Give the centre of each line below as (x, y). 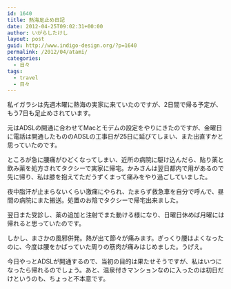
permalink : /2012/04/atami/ (48, 52)
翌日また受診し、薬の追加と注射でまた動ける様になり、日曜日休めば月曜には (116, 215)
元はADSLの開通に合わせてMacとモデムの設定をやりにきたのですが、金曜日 (115, 128)
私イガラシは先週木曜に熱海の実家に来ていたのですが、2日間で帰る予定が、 (114, 105)
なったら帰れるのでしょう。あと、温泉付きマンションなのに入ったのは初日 (113, 270)
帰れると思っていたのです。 (46, 223)
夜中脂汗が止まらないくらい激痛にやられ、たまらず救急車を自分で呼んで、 (113, 192)
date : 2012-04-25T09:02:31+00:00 (55, 26)
